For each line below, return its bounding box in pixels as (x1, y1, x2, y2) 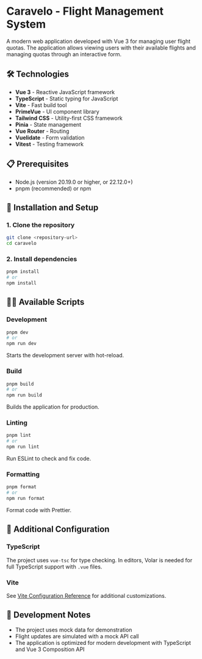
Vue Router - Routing (15, 127, 70, 135)
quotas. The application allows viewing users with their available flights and (6, 44, 197, 51)
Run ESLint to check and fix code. (6, 455, 92, 463)
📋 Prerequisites (6, 159, 69, 169)
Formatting (6, 470, 40, 478)
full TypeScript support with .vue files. (6, 563, 103, 570)
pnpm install (6, 269, 40, 275)
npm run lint (6, 444, 40, 450)
